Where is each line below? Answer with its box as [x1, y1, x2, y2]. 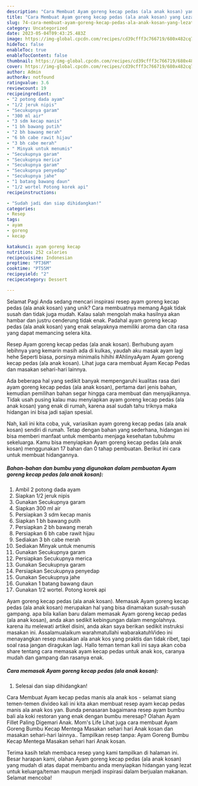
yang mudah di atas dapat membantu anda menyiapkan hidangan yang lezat [6, 761, 192, 768]
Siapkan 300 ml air [15, 505, 61, 512]
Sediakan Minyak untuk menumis [15, 542, 96, 549]
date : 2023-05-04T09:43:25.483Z [6, 31, 86, 37]
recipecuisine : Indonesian [6, 255, 73, 261]
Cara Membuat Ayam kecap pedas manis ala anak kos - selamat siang [6, 693, 176, 701]
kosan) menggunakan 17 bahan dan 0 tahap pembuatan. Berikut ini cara [6, 445, 181, 452]
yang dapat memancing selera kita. [6, 329, 92, 336]
